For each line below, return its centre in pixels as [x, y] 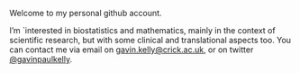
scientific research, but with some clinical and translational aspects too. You [150, 40]
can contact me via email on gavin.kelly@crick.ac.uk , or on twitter [132, 50]
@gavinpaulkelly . [41, 59]
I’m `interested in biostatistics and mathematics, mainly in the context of [143, 30]
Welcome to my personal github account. [86, 13]
